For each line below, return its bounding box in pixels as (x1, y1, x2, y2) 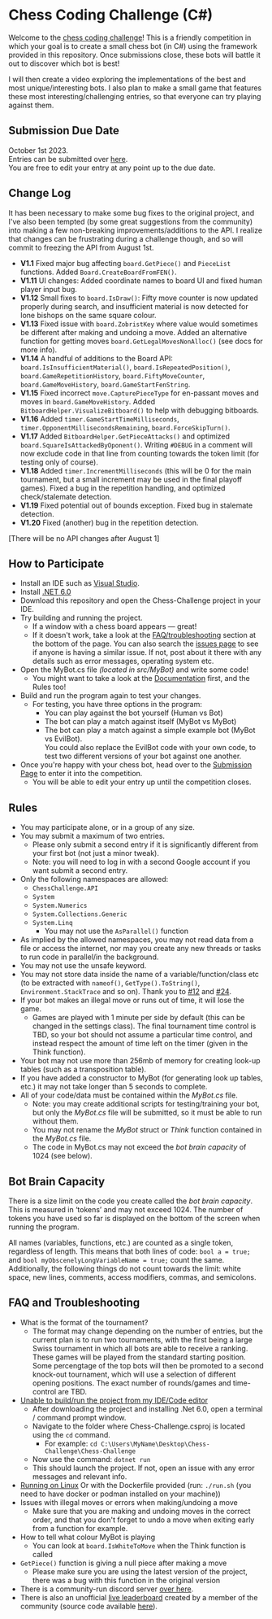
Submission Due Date (8, 124, 120, 137)
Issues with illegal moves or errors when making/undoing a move (19, 1497, 238, 1507)
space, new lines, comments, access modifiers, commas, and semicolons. (8, 1272, 257, 1282)
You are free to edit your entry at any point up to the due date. (8, 163, 216, 172)
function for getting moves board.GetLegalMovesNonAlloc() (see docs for (19, 336, 264, 346)
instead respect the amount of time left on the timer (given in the (32, 1039, 248, 1049)
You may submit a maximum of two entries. (19, 831, 165, 841)
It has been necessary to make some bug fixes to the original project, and (8, 207, 255, 217)
